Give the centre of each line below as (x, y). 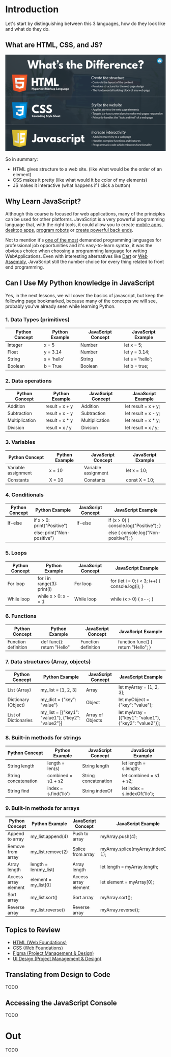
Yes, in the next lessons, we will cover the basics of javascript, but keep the (84, 295)
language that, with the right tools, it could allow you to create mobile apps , (84, 224)
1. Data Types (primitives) (37, 319)
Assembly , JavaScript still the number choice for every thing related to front (85, 261)
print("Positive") (51, 526)
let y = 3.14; (137, 352)
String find (18, 791)
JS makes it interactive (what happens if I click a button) (72, 185)
